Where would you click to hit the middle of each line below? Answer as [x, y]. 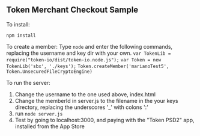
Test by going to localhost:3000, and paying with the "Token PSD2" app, [105, 120]
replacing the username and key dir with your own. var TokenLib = [89, 53]
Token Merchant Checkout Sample [72, 10]
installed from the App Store [50, 126]
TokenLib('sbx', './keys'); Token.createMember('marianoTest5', [88, 66]
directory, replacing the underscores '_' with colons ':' [82, 107]
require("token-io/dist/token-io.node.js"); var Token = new [83, 60]
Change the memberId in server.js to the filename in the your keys [96, 100]
